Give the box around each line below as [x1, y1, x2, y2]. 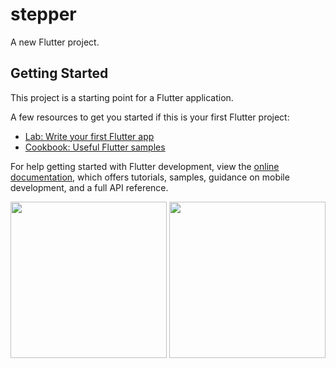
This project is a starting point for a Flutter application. [10, 91, 234, 103]
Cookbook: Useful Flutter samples [24, 141, 166, 153]
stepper [10, 3, 77, 26]
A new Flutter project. [10, 36, 100, 48]
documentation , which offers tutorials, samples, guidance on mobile [10, 171, 290, 183]
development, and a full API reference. [10, 181, 169, 193]
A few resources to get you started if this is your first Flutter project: [10, 111, 290, 123]
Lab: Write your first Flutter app [24, 130, 155, 142]
